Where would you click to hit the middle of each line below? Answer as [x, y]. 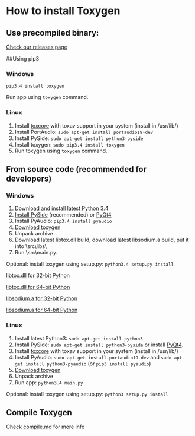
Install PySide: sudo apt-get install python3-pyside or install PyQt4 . [99, 345]
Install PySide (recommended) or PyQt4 [63, 215]
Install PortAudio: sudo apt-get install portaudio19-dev [84, 132]
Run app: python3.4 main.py [49, 382]
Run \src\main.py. [36, 253]
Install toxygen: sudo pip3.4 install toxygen [70, 144]
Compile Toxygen [39, 413]
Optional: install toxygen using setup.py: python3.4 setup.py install [90, 264]
